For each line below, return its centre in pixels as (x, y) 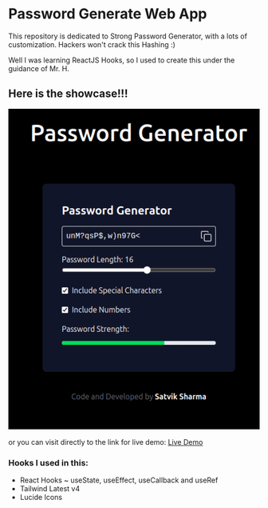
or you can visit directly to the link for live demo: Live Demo (106, 442)
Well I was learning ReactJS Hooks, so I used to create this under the (122, 60)
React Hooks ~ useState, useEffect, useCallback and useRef (119, 480)
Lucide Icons (41, 498)
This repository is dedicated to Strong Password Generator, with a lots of (128, 36)
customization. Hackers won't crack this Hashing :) (92, 44)
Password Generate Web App (108, 14)
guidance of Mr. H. (39, 68)
